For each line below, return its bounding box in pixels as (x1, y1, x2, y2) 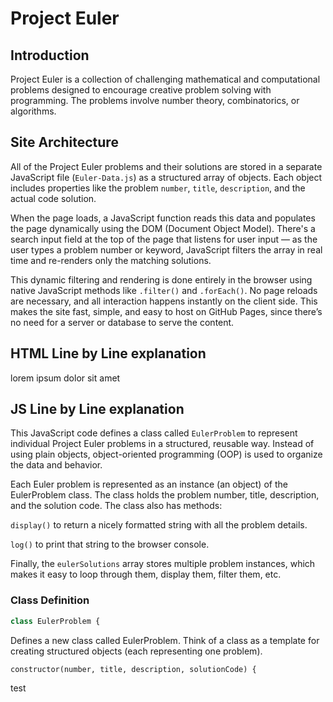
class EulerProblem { (10, 616, 101, 626)
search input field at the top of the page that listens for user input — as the (10, 233, 318, 245)
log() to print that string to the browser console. (10, 538, 210, 551)
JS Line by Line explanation (10, 401, 185, 418)
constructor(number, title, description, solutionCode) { (10, 664, 257, 674)
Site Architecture (10, 134, 119, 151)
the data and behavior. (10, 459, 103, 471)
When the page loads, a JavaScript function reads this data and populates (10, 212, 316, 224)
